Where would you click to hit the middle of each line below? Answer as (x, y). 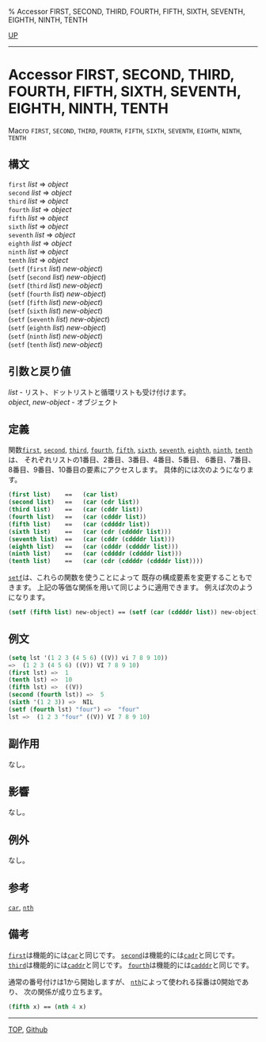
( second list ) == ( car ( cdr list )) (74, 502)
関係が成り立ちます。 (72, 991)
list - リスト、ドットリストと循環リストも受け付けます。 (99, 392)
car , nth (21, 907)
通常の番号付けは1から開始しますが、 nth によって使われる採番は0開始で (125, 982)
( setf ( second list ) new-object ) (57, 276)
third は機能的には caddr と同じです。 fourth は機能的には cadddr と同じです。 (131, 965)
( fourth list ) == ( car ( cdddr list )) (78, 517)
